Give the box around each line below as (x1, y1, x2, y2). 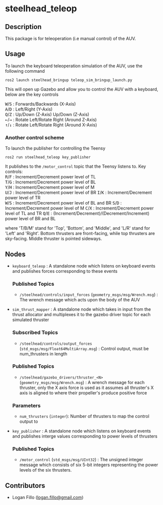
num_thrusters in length (19, 351, 68, 356)
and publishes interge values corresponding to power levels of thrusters (12, 433, 158, 439)
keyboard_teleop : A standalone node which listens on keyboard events (12, 263, 156, 268)
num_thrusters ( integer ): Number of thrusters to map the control (19, 414, 149, 419)
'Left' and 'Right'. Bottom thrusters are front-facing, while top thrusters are (5, 231, 155, 237)
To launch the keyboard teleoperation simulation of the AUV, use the (5, 62, 143, 69)
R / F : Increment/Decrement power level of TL (5, 174, 96, 180)
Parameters (12, 402, 41, 409)
